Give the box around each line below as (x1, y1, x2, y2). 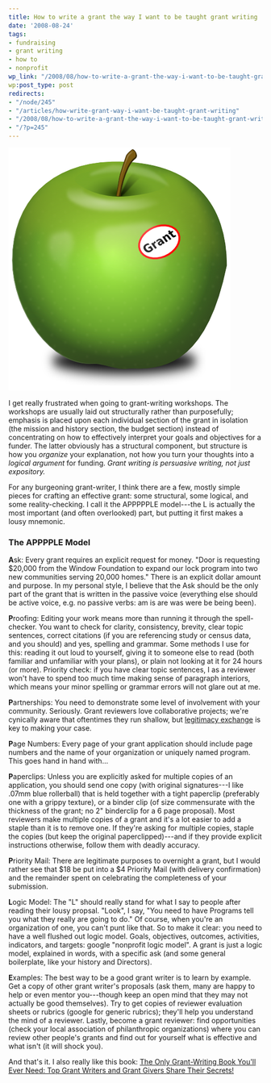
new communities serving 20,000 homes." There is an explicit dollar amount (8, 573, 261, 582)
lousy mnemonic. (8, 517, 66, 526)
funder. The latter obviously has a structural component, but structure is (8, 441, 248, 451)
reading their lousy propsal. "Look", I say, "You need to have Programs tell (8, 906, 254, 915)
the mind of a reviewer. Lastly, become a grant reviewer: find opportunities (8, 1016, 256, 1026)
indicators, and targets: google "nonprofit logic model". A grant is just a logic (8, 940, 263, 950)
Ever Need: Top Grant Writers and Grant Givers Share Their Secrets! (8, 1065, 235, 1076)
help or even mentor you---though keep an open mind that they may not (8, 990, 248, 1000)
